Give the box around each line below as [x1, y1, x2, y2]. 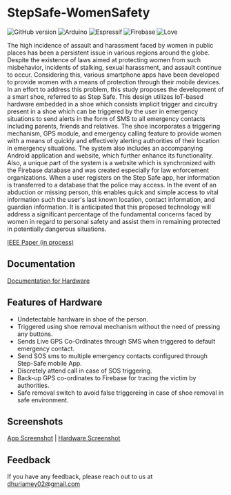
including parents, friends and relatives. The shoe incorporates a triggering [7, 122, 221, 130]
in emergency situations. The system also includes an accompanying [7, 144, 203, 152]
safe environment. [17, 395, 69, 404]
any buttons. [17, 330, 53, 338]
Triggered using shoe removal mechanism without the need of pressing [17, 322, 221, 330]
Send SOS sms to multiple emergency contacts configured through [17, 351, 208, 360]
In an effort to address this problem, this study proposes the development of [7, 85, 224, 93]
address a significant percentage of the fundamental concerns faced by [7, 209, 212, 218]
